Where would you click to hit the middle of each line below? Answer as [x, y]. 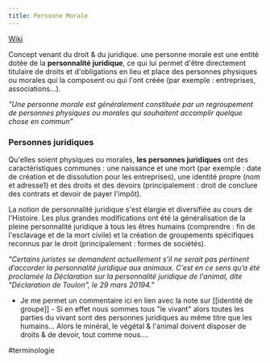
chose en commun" [41, 121]
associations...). [35, 89]
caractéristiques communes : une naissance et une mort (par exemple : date [135, 168]
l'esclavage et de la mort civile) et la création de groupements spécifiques [131, 235]
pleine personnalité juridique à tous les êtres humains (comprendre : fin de [132, 226]
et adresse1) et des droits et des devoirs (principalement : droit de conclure [133, 185]
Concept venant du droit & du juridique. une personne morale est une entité [134, 54]
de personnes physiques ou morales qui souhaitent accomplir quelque [126, 113]
